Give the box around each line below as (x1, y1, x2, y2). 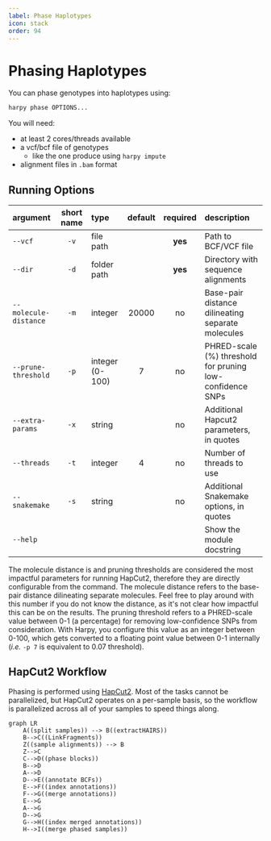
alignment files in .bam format (19, 160, 118, 169)
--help (12, 535, 38, 544)
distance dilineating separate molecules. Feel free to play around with (23, 590, 254, 600)
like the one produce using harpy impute (31, 151, 167, 161)
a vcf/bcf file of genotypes (19, 143, 109, 152)
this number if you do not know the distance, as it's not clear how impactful (8, 599, 259, 609)
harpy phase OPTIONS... (8, 104, 89, 112)
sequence (204, 264, 243, 275)
